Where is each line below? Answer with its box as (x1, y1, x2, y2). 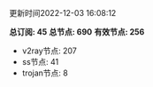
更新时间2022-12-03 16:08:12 (9, 8, 117, 18)
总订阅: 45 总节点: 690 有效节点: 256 (9, 27, 145, 37)
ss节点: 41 (21, 57, 59, 67)
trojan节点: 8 (21, 67, 68, 78)
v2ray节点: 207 (21, 45, 77, 56)
